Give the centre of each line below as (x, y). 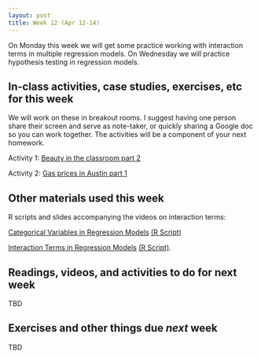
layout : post (29, 15)
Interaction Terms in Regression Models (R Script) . (90, 248)
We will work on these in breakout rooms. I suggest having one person (122, 118)
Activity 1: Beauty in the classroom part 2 (75, 158)
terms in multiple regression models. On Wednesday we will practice (119, 54)
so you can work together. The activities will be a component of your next (127, 135)
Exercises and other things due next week (113, 328)
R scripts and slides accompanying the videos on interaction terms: (117, 217)
